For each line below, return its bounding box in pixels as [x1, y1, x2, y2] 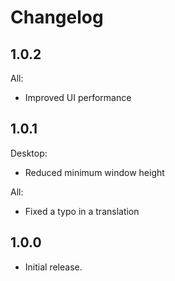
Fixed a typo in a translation [24, 205, 140, 217]
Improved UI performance [24, 92, 132, 103]
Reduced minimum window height [24, 166, 165, 178]
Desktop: [10, 147, 48, 159]
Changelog [10, 6, 104, 29]
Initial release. [24, 261, 83, 273]
